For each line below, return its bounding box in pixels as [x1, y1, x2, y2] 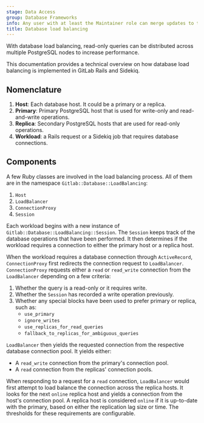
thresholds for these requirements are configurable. [6, 410, 135, 417]
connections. [15, 139, 48, 147]
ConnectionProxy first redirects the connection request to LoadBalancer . [6, 259, 184, 267]
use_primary [24, 311, 55, 317]
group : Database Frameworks [6, 15, 78, 21]
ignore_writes [24, 318, 60, 324]
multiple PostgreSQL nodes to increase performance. [6, 49, 140, 56]
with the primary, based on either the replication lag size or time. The [6, 403, 179, 410]
